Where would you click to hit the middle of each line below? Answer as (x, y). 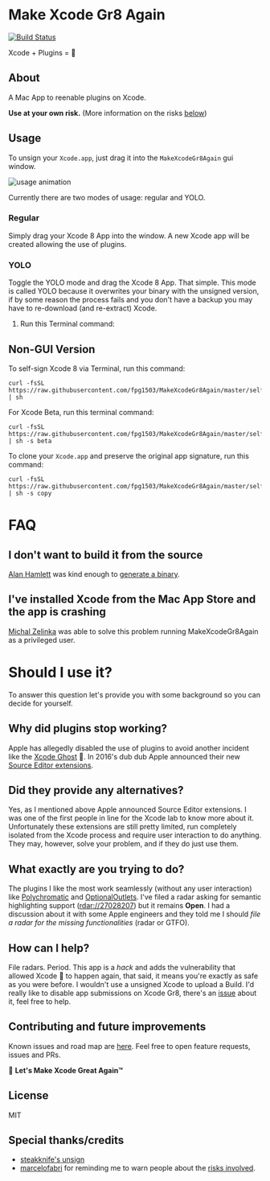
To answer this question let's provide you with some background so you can (135, 694)
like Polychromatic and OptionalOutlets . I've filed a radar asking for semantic (135, 897)
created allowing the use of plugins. (67, 244)
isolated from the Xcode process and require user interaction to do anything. (135, 835)
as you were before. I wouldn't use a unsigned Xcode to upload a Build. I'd (131, 984)
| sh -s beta (30, 441)
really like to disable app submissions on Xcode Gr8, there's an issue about (133, 993)
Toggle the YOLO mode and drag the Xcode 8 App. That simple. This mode (132, 282)
